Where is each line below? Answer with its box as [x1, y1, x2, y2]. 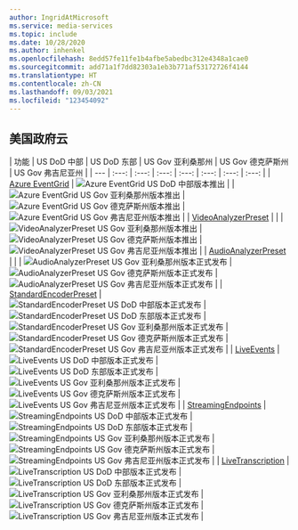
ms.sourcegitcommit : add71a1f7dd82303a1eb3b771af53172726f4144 [9, 63, 249, 72]
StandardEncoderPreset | [9, 289, 102, 299]
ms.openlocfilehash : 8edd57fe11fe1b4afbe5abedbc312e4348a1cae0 [9, 54, 249, 63]
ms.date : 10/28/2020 [9, 37, 86, 47]
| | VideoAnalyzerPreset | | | [181, 212, 284, 223]
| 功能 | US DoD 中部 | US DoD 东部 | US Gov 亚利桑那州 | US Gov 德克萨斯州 [9, 157, 289, 167]
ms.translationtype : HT [9, 71, 98, 80]
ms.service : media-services [9, 21, 114, 30]
